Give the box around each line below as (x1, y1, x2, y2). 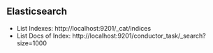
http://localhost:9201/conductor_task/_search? (72, 31, 207, 40)
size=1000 (16, 38, 47, 47)
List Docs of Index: (16, 31, 71, 40)
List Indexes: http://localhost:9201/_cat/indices (16, 24, 152, 32)
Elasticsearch (6, 6, 68, 17)
